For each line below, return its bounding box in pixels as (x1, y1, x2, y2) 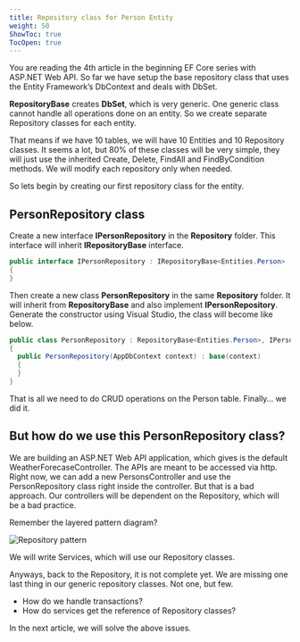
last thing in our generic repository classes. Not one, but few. (9, 578, 234, 589)
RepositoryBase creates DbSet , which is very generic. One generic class (9, 99, 279, 110)
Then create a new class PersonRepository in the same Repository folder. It (9, 289, 291, 300)
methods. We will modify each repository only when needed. (9, 163, 233, 174)
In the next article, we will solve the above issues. (9, 622, 192, 633)
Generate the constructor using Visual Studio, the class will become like (9, 309, 274, 320)
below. (9, 318, 34, 329)
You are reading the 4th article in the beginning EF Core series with (9, 63, 256, 73)
